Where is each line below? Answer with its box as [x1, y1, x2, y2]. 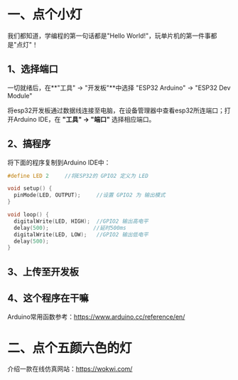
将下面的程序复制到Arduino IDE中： [7, 158, 111, 167]
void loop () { [7, 211, 50, 218]
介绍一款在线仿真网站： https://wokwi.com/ [7, 364, 133, 374]
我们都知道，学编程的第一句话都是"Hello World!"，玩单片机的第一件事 [7, 31, 211, 40]
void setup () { [7, 185, 53, 192]
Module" [7, 91, 33, 100]
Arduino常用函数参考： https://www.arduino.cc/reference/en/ [7, 312, 185, 321]
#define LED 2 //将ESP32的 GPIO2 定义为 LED [7, 172, 149, 179]
